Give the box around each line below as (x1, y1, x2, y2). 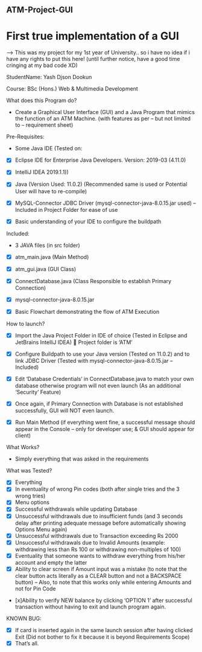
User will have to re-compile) (14, 187, 87, 195)
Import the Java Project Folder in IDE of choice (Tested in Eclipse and (14, 331, 188, 339)
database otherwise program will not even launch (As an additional (14, 382, 181, 389)
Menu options (14, 499, 50, 506)
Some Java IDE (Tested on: (14, 145, 83, 152)
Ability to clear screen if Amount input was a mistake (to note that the (14, 565, 188, 572)
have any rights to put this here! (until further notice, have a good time (6, 56, 180, 63)
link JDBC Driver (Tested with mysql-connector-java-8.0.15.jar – (14, 357, 173, 365)
